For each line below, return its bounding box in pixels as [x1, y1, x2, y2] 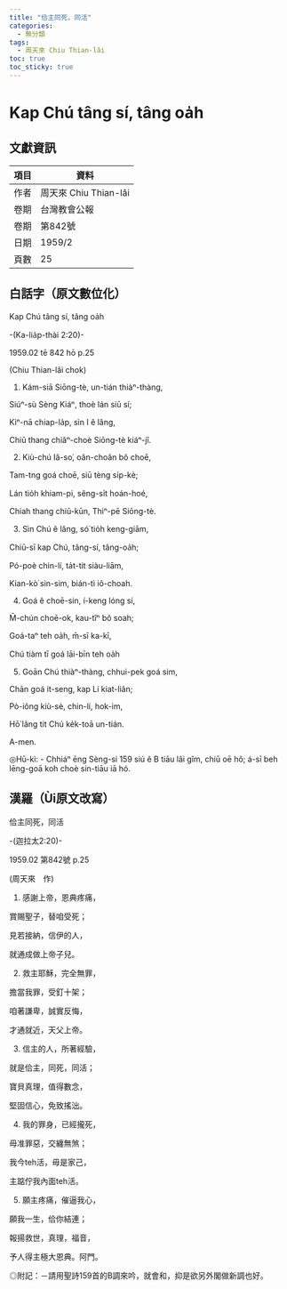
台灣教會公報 [40, 203, 95, 215]
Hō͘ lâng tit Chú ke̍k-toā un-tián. [9, 718, 124, 729]
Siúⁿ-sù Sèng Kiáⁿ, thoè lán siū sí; [9, 399, 132, 409]
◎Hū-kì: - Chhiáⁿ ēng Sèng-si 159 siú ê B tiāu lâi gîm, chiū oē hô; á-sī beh [9, 753, 278, 764]
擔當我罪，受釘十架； [9, 987, 87, 997]
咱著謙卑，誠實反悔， [9, 1005, 87, 1016]
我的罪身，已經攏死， [21, 1118, 100, 1130]
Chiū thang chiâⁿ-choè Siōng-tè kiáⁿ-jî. [9, 434, 152, 445]
